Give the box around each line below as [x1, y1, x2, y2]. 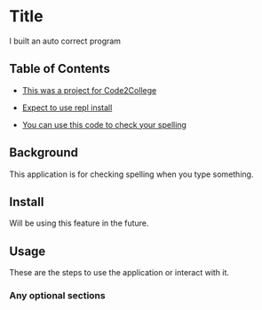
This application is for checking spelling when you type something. [9, 169, 254, 179]
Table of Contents [9, 61, 111, 76]
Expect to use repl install [21, 102, 113, 113]
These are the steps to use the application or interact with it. [9, 267, 229, 278]
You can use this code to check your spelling [21, 119, 187, 130]
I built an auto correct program [9, 36, 122, 46]
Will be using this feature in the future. [9, 218, 149, 228]
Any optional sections [9, 290, 106, 302]
